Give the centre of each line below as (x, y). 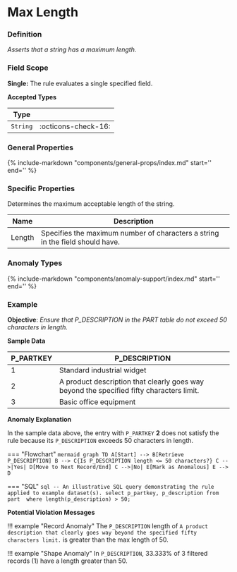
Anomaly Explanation (39, 419)
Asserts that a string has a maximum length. (72, 49)
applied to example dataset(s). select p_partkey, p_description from (113, 493)
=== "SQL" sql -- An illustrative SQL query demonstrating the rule (111, 486)
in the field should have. (80, 242)
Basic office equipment (97, 401)
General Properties (41, 147)
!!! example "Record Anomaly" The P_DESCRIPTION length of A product (108, 525)
